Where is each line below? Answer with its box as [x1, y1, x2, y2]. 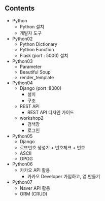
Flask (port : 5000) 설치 [19, 52, 68, 58]
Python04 [12, 80, 33, 86]
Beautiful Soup [19, 69, 51, 75]
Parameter [19, 63, 42, 70]
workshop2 [19, 115, 44, 121]
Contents [5, 4, 35, 13]
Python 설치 [19, 23, 44, 29]
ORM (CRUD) [19, 190, 48, 197]
